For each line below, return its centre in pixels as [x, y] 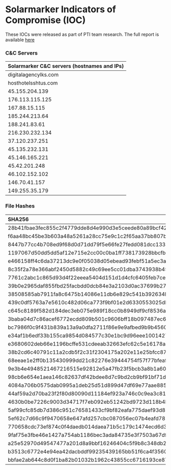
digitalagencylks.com [33, 75]
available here [20, 40]
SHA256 [18, 219]
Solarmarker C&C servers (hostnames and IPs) [66, 66]
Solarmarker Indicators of [61, 9]
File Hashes [20, 206]
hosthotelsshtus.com [33, 83]
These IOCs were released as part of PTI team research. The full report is [82, 34]
